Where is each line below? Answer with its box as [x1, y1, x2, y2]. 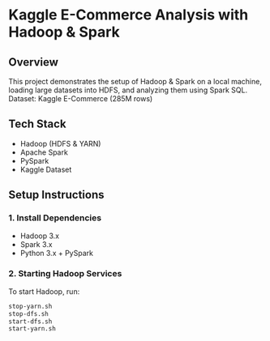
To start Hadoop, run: [8, 286, 80, 296]
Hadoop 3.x [19, 231, 59, 241]
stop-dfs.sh [8, 309, 49, 318]
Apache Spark [19, 147, 69, 157]
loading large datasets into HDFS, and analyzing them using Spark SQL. [8, 85, 248, 95]
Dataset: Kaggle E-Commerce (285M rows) [8, 94, 153, 103]
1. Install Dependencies [8, 212, 102, 224]
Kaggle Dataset [19, 164, 72, 174]
